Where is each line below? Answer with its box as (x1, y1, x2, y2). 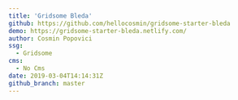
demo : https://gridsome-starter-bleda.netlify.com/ (8, 27, 187, 35)
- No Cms (15, 65, 45, 73)
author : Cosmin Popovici (8, 34, 93, 43)
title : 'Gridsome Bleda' (8, 11, 93, 20)
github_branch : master (8, 79, 85, 87)
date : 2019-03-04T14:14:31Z (8, 72, 104, 80)
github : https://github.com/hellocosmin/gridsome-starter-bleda (8, 19, 231, 27)
